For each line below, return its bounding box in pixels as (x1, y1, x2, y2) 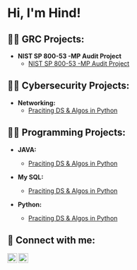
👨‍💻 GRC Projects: (7, 33, 85, 45)
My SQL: (17, 172, 44, 181)
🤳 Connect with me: (7, 235, 95, 247)
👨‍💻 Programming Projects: (7, 127, 126, 139)
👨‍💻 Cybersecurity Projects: (7, 80, 130, 92)
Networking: (17, 98, 56, 107)
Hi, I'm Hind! (7, 5, 81, 21)
